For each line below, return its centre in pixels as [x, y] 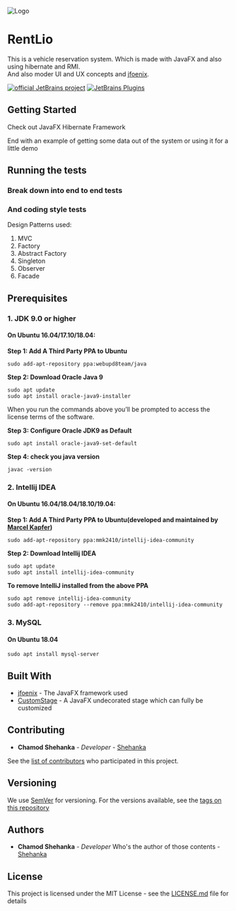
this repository [28, 807]
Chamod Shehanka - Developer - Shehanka [82, 747]
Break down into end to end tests [65, 191]
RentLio [30, 40]
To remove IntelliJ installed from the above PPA [78, 586]
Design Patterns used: [40, 225]
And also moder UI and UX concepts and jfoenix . [78, 74]
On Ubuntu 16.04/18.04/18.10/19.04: [62, 504]
